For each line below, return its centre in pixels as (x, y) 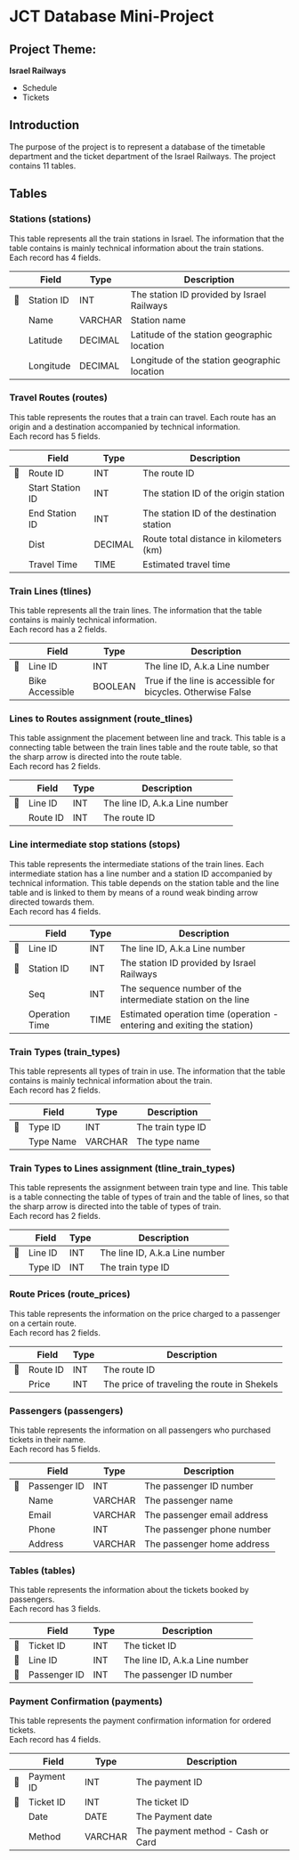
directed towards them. (52, 902)
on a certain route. (43, 1323)
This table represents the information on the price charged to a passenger (145, 1313)
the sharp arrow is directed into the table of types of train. (115, 1206)
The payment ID (169, 1783)
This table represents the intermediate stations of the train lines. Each (137, 864)
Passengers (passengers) (66, 1410)
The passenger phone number (207, 1529)
